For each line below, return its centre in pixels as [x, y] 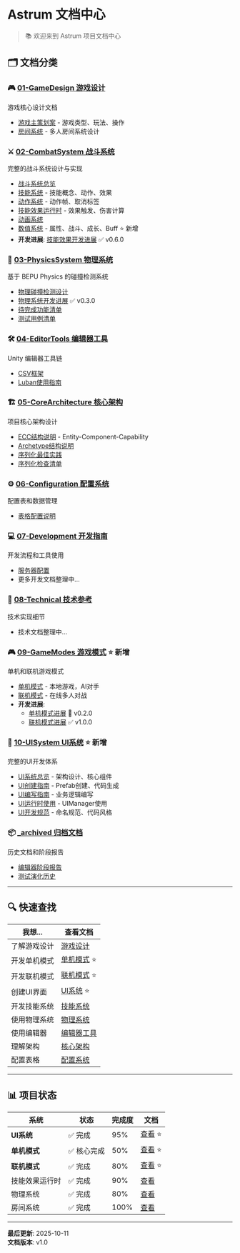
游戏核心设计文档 [32, 107]
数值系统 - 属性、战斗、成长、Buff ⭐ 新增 [78, 228]
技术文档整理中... [42, 632]
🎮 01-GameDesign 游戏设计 [56, 88]
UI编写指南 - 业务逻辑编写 [56, 794]
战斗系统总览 [36, 184]
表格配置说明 [36, 516]
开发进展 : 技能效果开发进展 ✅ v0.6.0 [71, 239]
